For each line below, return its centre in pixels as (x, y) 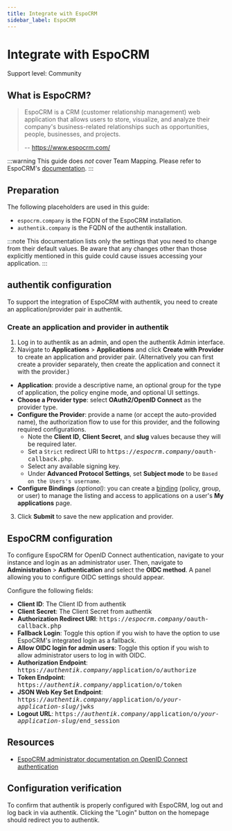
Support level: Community (44, 74)
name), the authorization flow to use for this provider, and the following (118, 422)
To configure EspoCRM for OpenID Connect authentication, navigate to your (116, 555)
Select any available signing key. (74, 466)
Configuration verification (65, 788)
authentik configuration (60, 285)
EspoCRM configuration (60, 538)
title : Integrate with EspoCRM (52, 14)
